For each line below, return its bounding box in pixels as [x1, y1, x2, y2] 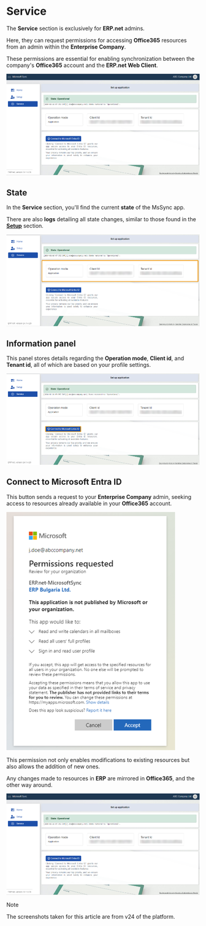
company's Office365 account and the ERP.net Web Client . [6, 61, 158, 69]
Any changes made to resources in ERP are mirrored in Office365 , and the [6, 774, 195, 782]
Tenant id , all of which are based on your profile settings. [6, 361, 151, 369]
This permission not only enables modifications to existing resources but [6, 756, 190, 763]
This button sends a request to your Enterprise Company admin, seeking [6, 493, 192, 500]
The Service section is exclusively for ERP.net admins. [6, 25, 145, 32]
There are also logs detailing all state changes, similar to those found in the [6, 215, 196, 222]
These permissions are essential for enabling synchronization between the [6, 55, 195, 62]
